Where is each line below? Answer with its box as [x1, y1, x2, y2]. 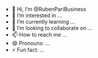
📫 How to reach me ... [11, 31, 67, 38]
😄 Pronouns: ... [11, 40, 50, 47]
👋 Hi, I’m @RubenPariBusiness [11, 6, 86, 12]
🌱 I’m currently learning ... [11, 18, 75, 25]
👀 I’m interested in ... [11, 12, 62, 19]
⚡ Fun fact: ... [11, 46, 45, 53]
